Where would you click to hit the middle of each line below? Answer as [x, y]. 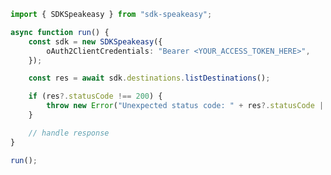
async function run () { [60, 32]
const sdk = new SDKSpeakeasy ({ [95, 41]
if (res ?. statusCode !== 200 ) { [95, 96]
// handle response [69, 133]
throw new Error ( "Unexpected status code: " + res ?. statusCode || [187, 106]
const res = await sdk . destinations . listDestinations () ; [149, 78]
